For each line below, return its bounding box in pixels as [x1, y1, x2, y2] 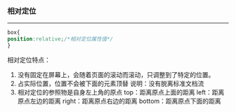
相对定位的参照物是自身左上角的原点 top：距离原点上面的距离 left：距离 [17, 87, 225, 96]
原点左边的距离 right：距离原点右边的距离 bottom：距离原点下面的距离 [17, 97, 221, 105]
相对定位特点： [7, 55, 51, 64]
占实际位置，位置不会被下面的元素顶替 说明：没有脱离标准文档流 [17, 79, 204, 87]
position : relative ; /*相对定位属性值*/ [7, 36, 114, 43]
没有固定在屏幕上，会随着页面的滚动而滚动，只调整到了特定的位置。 [17, 70, 215, 78]
